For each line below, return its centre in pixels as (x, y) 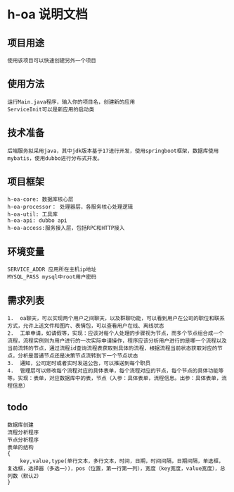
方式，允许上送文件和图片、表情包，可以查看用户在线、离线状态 (86, 326)
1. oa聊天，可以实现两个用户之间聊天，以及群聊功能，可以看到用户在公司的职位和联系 (116, 319)
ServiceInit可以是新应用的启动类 (51, 109)
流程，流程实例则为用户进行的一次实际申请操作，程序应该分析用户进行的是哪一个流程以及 (117, 341)
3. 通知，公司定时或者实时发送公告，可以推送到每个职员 (79, 364)
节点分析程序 (23, 440)
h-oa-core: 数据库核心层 (40, 199)
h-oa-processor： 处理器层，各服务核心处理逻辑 (70, 207)
